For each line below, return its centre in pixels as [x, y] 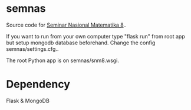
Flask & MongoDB [28, 101]
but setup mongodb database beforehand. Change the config [81, 43]
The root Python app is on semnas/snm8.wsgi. [63, 60]
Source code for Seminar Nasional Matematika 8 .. [66, 25]
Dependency [38, 84]
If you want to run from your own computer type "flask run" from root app [95, 36]
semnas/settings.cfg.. [32, 48]
